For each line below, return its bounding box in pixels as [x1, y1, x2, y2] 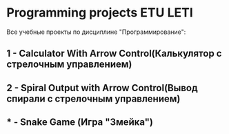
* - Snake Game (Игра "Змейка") [6, 116, 153, 128]
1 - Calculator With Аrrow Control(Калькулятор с [6, 48, 222, 59]
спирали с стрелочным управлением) [6, 93, 181, 104]
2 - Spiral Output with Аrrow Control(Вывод [6, 82, 198, 94]
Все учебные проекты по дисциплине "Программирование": [6, 28, 186, 36]
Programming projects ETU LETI [6, 5, 194, 21]
